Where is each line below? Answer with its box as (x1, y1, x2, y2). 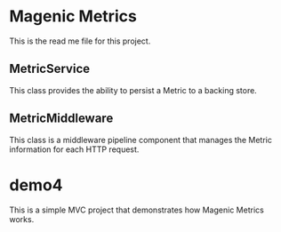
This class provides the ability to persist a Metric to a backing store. (9, 84, 258, 95)
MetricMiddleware (9, 111, 114, 126)
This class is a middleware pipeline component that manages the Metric (9, 134, 273, 145)
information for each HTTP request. (9, 144, 140, 155)
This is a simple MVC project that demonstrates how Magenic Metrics (9, 204, 264, 215)
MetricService (9, 61, 91, 76)
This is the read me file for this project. (9, 36, 151, 46)
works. (9, 213, 35, 224)
